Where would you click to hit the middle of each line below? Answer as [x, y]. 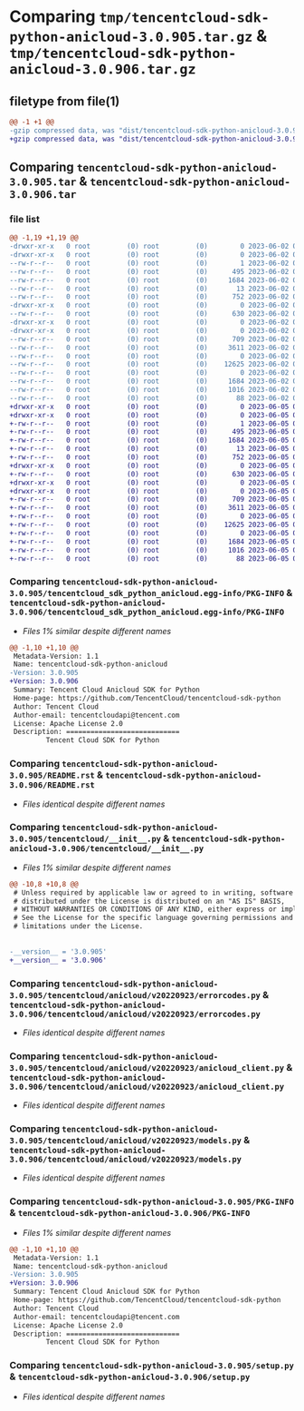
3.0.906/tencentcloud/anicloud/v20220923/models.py [126, 1160]
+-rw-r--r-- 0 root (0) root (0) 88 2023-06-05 [149, 559]
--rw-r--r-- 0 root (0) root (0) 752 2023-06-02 [149, 297]
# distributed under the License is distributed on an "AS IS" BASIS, [149, 901]
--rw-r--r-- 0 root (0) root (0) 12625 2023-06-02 [149, 365]
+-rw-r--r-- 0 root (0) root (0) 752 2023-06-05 [149, 457]
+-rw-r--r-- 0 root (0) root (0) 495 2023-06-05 [149, 432]
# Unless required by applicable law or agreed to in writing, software [153, 892]
